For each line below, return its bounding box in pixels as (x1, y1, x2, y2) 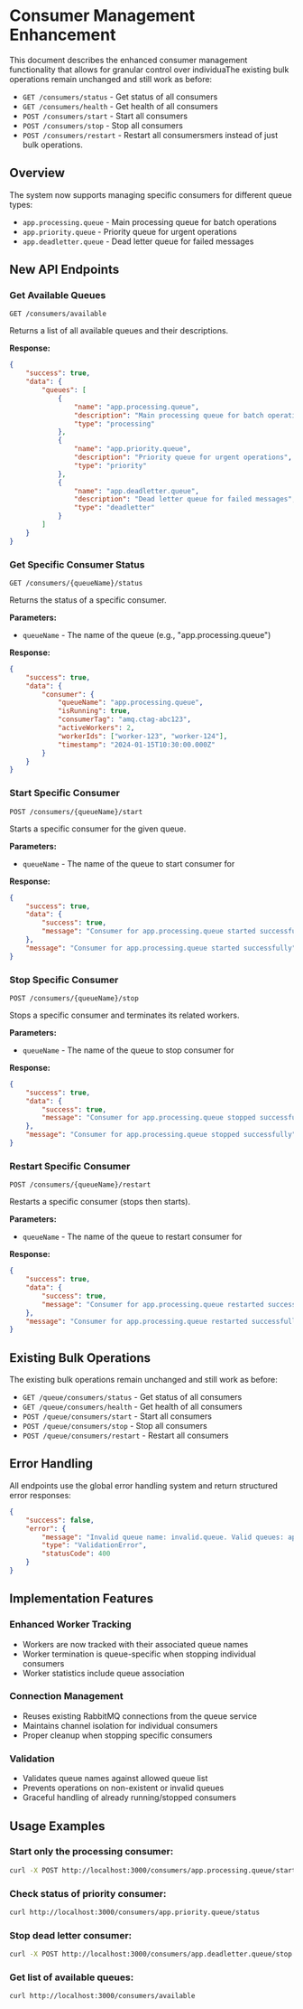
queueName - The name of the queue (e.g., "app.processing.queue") (22, 629, 271, 640)
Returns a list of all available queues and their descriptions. (9, 325, 229, 336)
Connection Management (9, 1690, 124, 1703)
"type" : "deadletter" (73, 503, 155, 512)
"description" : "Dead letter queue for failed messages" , (73, 494, 297, 504)
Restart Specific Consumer (9, 1159, 131, 1172)
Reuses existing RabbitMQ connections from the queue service (22, 1710, 257, 1722)
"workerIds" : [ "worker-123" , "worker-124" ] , (57, 731, 228, 741)
